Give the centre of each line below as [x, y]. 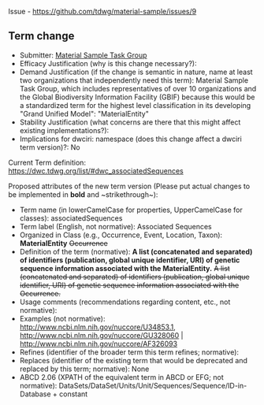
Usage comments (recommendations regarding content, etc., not [125, 302]
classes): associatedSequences [71, 218]
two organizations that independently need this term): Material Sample [134, 80]
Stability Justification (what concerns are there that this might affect [130, 122]
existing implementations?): [64, 130]
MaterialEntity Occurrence [63, 243]
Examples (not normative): [62, 318]
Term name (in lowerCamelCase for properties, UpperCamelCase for [131, 210]
